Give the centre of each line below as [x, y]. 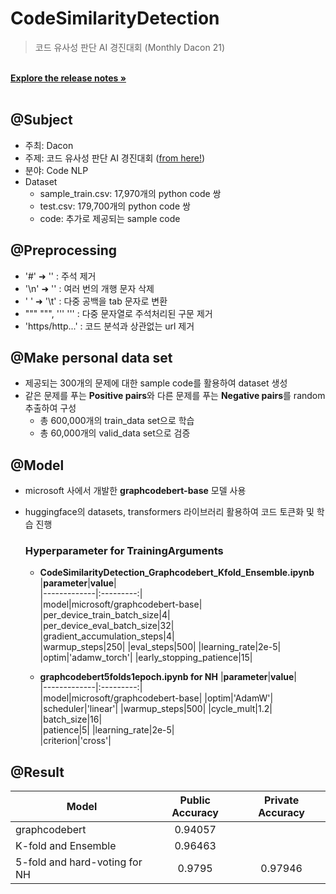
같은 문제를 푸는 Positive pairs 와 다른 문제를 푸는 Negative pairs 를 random [175, 396]
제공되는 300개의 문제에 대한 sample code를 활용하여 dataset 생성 [156, 383]
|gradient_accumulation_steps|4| [107, 636]
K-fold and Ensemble [66, 846]
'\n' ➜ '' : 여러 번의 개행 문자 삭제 [89, 288]
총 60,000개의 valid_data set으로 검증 [115, 433]
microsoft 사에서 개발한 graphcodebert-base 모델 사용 [135, 491]
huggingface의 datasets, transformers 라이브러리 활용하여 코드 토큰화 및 [169, 512]
